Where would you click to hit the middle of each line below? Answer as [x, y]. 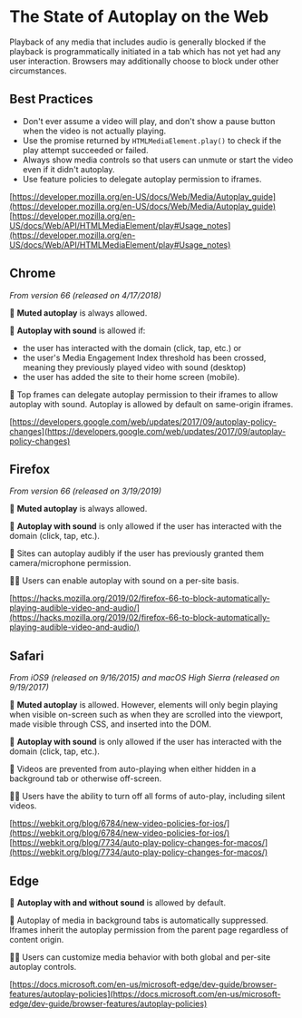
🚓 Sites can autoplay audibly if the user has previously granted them [137, 553]
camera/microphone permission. [70, 563]
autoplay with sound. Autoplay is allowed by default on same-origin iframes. [151, 404]
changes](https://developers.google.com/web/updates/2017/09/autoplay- [148, 431]
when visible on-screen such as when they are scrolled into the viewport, [146, 715]
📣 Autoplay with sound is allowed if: [78, 330]
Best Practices [51, 99]
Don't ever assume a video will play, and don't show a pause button [149, 121]
